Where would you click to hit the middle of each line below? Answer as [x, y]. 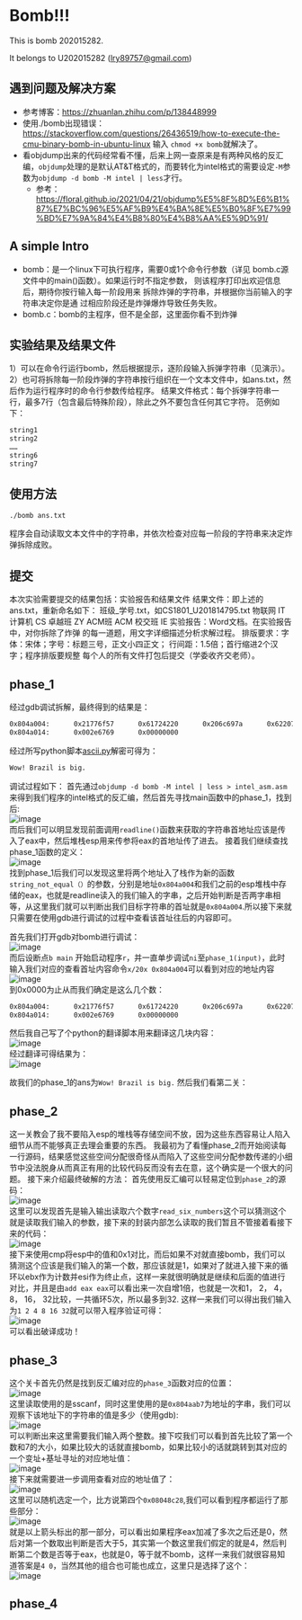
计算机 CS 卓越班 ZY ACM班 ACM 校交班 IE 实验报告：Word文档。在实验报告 [151, 622]
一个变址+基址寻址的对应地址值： [71, 1458]
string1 [24, 431]
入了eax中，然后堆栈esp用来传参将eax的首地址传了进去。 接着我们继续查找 [149, 841]
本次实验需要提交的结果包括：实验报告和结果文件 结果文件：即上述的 [136, 600]
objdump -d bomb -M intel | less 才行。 [112, 177]
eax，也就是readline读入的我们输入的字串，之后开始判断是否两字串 [149, 895]
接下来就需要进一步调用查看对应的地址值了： [92, 1479]
